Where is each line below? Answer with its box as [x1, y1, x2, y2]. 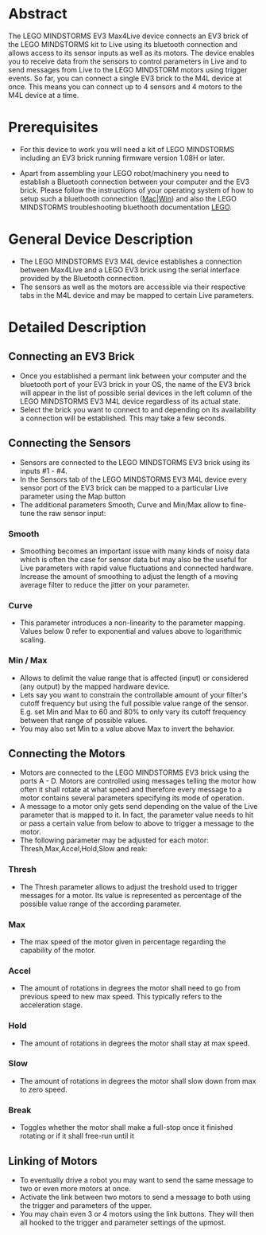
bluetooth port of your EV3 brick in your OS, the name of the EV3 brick [19, 379, 252, 389]
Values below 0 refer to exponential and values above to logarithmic [19, 627, 242, 636]
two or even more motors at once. [19, 1183, 131, 1193]
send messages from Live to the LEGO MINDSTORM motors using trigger [8, 64, 248, 74]
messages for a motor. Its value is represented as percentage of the [19, 890, 242, 900]
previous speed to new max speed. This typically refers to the [19, 992, 222, 1002]
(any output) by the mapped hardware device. [19, 682, 171, 691]
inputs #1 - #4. [19, 466, 67, 475]
